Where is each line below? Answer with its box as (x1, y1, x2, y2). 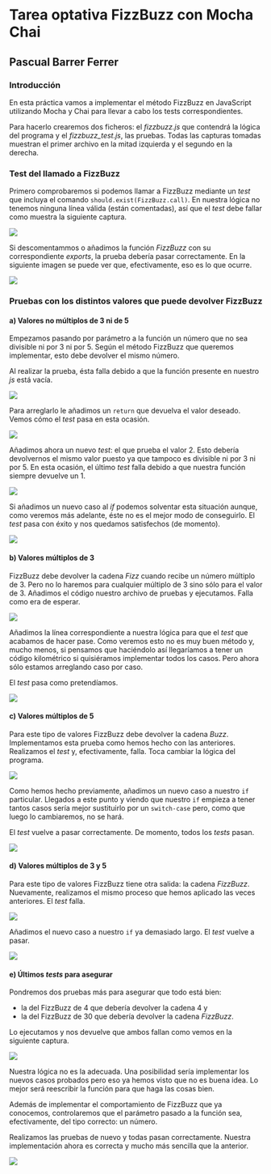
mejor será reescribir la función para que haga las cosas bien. (9, 1084, 215, 1094)
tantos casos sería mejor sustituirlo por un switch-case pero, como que (9, 803, 245, 812)
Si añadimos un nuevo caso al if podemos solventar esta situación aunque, (9, 502, 258, 511)
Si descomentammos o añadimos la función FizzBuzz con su (9, 243, 211, 252)
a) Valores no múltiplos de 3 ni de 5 (9, 316, 129, 325)
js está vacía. (9, 375, 53, 385)
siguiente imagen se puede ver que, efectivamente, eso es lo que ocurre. (9, 261, 252, 270)
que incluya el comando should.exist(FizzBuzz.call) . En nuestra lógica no (9, 195, 261, 205)
